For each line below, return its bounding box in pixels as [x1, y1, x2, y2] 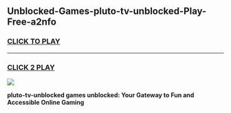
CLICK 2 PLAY [7, 62, 55, 72]
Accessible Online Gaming [7, 98, 85, 106]
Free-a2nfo [7, 16, 57, 28]
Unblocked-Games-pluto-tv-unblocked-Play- [7, 5, 207, 17]
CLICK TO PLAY [7, 37, 60, 47]
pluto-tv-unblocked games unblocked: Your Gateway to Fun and [7, 90, 195, 99]
